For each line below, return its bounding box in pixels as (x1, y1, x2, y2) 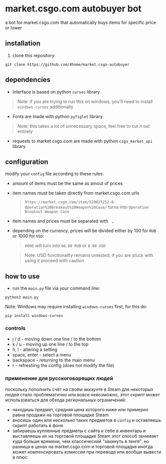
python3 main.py (5, 295, 39, 300)
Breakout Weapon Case (24, 210, 69, 215)
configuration (5, 157, 49, 166)
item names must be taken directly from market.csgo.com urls (12, 190, 140, 196)
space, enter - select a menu (12, 352, 71, 358)
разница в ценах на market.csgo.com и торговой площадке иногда (12, 444, 153, 450)
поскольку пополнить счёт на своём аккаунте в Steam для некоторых (5, 386, 154, 392)
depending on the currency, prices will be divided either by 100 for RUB (12, 228, 156, 234)
